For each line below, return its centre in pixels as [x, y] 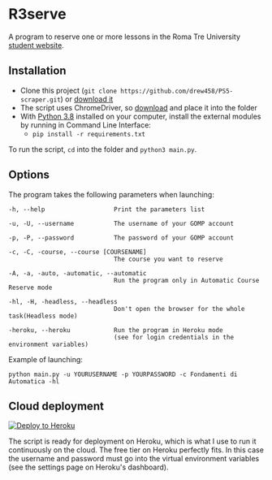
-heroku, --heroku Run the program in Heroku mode [116, 330]
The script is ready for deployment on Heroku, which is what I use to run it [133, 441]
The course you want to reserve [168, 259]
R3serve [37, 14]
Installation [37, 71]
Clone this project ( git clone [69, 90]
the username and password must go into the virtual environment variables [134, 459]
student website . [37, 45]
